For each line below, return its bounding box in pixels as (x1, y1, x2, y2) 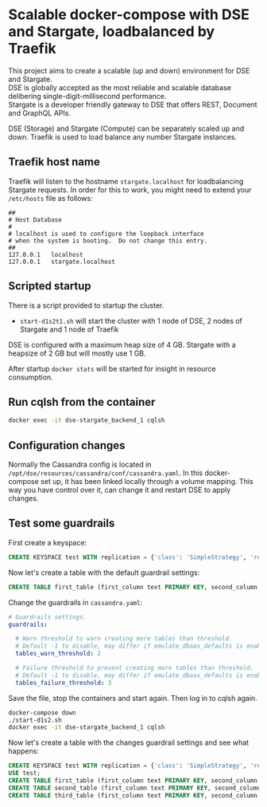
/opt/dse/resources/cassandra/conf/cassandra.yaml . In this (8, 468, 203, 478)
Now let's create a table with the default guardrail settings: (8, 568, 200, 577)
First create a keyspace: (8, 537, 87, 547)
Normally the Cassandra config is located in (8, 460, 152, 470)
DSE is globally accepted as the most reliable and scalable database (8, 82, 232, 93)
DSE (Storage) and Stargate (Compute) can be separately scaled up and (8, 124, 245, 133)
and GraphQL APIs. (8, 108, 72, 117)
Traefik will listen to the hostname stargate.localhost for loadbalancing (8, 176, 244, 186)
